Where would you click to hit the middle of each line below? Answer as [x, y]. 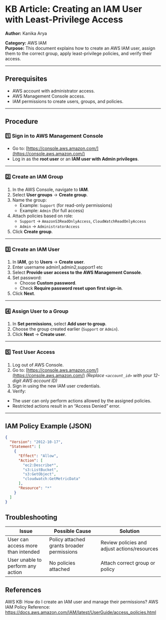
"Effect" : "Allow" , [38, 456]
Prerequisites [26, 79]
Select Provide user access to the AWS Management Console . [77, 273]
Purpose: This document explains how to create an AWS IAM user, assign [80, 48]
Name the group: [29, 200]
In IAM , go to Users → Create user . [48, 262]
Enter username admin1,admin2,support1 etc [58, 267]
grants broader [66, 546]
